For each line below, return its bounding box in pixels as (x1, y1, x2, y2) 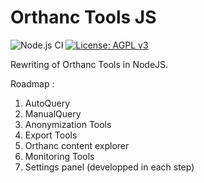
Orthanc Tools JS (10, 6, 157, 29)
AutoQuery (24, 97, 71, 109)
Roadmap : (10, 77, 55, 90)
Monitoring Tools (24, 150, 95, 162)
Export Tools (24, 129, 78, 141)
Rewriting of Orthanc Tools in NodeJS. (10, 58, 169, 70)
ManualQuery (24, 107, 82, 120)
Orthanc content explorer (24, 139, 130, 151)
